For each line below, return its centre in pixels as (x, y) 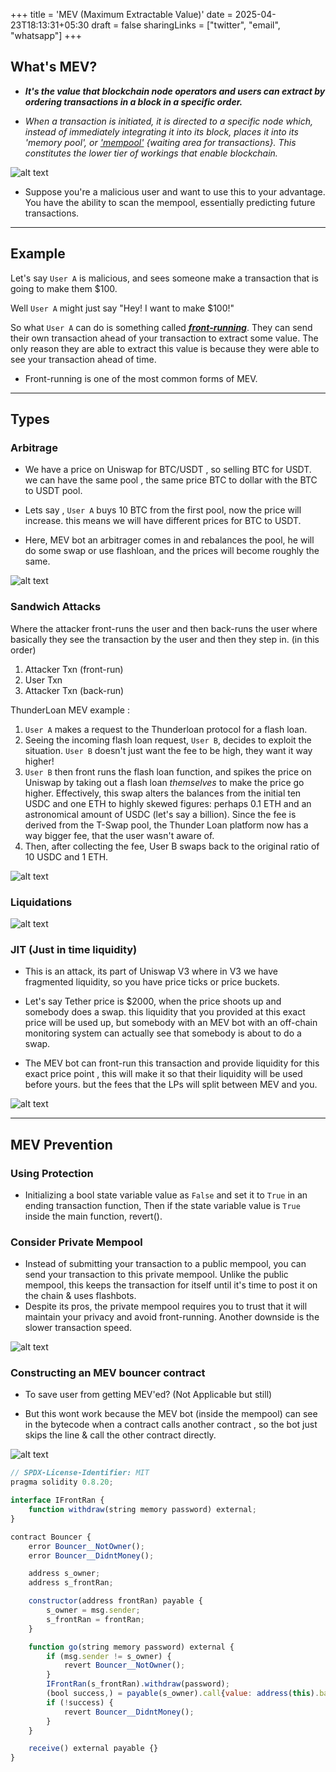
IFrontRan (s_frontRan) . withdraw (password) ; (138, 1684)
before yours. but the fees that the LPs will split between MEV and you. (171, 1085)
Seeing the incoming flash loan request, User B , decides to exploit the (168, 740)
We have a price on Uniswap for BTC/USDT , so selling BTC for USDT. (168, 470)
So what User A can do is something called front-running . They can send (161, 327)
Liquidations (41, 902)
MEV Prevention (61, 1144)
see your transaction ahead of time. (83, 359)
